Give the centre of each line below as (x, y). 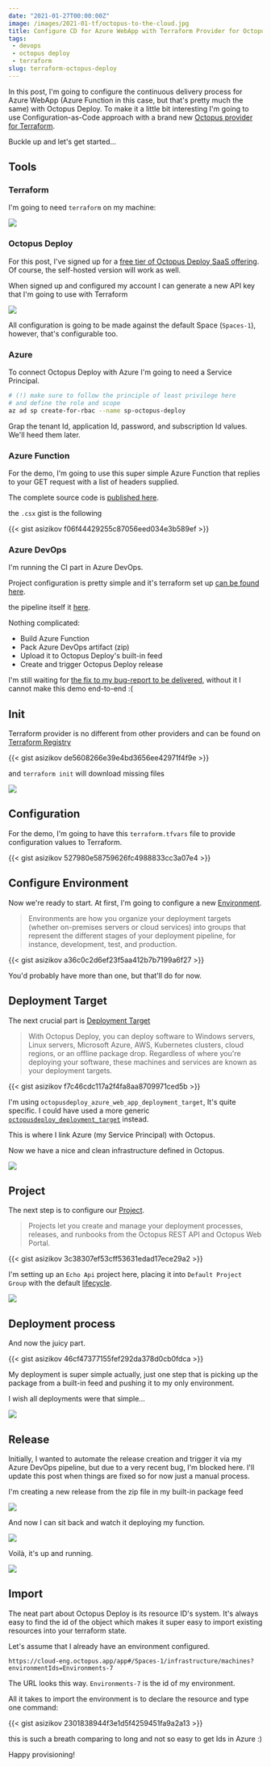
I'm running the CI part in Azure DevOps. (76, 568)
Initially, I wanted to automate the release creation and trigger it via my (125, 1458)
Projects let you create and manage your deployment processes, (135, 1226)
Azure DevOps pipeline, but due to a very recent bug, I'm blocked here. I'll (131, 1467)
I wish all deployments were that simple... (77, 1399)
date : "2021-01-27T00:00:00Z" (59, 16)
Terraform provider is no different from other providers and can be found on (134, 733)
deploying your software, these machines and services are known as (142, 1062)
